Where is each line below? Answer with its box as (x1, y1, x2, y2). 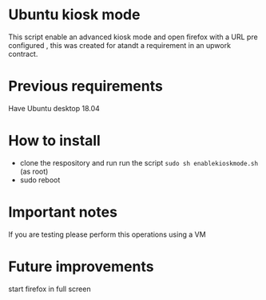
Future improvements (8, 258, 154, 275)
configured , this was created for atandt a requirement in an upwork (8, 40, 232, 50)
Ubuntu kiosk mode (8, 6, 141, 24)
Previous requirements (8, 78, 164, 95)
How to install (8, 132, 101, 150)
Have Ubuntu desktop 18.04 (8, 103, 100, 113)
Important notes (8, 203, 118, 221)
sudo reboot (19, 174, 61, 185)
